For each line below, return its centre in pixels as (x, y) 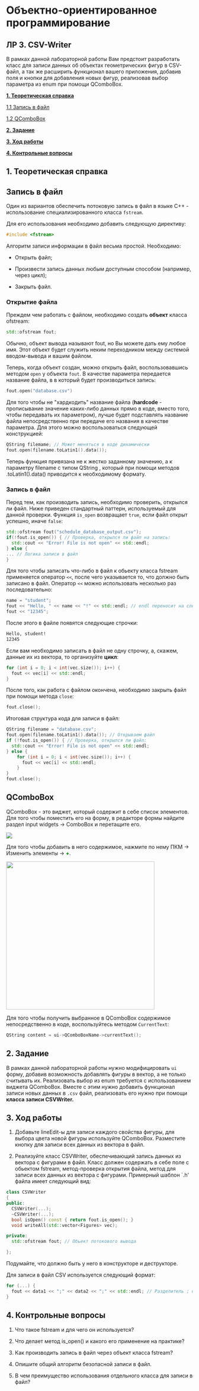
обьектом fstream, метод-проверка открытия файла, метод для (95, 1169)
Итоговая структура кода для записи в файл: (63, 719)
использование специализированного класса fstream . (75, 212)
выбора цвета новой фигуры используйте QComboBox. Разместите (100, 1139)
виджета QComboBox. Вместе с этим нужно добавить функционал (91, 1086)
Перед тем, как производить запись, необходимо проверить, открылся (97, 502)
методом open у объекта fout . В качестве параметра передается (89, 374)
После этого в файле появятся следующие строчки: (72, 623)
